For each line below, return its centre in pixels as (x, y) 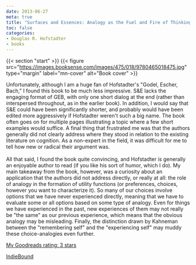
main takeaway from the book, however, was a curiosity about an (84, 171)
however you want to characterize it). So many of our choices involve (89, 190)
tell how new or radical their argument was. (58, 146)
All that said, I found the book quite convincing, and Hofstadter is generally (96, 159)
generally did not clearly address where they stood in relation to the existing (97, 134)
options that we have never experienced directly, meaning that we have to (95, 196)
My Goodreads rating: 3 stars (41, 245)
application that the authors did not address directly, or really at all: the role (96, 178)
